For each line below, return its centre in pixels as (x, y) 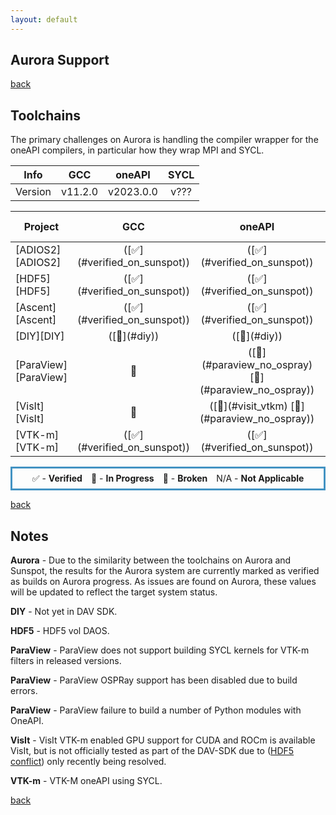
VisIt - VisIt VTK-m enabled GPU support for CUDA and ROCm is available (163, 740)
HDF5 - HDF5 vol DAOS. (60, 631)
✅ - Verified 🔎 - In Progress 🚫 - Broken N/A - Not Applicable (168, 478)
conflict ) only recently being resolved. (88, 762)
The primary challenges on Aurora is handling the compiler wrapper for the (164, 140)
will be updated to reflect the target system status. (114, 592)
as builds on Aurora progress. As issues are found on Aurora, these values (163, 582)
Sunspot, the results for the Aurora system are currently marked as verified (165, 571)
